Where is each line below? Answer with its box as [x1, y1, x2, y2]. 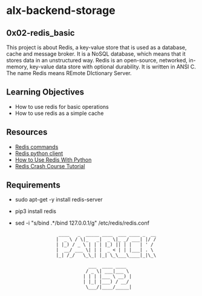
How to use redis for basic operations [15, 103, 109, 110]
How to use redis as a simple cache [15, 110, 104, 117]
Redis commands [15, 143, 59, 150]
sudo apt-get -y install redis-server [15, 196, 103, 203]
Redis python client [15, 150, 64, 157]
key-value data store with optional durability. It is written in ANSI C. [29, 63, 197, 70]
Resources [6, 127, 48, 137]
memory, [6, 63, 28, 70]
